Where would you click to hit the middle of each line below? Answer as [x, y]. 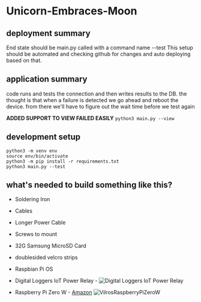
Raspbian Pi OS [34, 269]
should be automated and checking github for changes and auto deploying [98, 54]
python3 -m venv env [32, 151]
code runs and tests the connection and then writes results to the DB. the [97, 94]
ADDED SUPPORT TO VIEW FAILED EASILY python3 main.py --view [90, 118]
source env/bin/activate [37, 156]
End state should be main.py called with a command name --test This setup [100, 47]
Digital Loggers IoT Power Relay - [56, 281]
